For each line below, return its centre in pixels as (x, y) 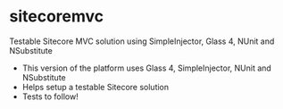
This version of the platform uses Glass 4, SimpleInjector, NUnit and (147, 68)
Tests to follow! (50, 96)
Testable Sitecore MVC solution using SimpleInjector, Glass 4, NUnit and (142, 41)
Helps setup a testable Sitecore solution (96, 87)
